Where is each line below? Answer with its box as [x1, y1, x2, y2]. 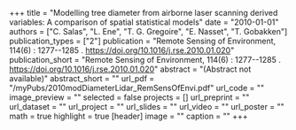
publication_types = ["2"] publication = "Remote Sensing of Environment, [9, 35, 277, 46]
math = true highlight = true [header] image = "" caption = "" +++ [9, 111, 248, 121]
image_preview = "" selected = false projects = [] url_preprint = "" [9, 92, 250, 103]
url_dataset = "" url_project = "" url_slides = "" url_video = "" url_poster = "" [9, 102, 285, 111]
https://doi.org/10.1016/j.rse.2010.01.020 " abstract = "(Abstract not [9, 64, 252, 74]
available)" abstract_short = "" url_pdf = [9, 73, 155, 83]
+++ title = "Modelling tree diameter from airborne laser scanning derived [9, 8, 278, 18]
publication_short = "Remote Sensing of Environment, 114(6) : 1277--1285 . [9, 55, 282, 65]
